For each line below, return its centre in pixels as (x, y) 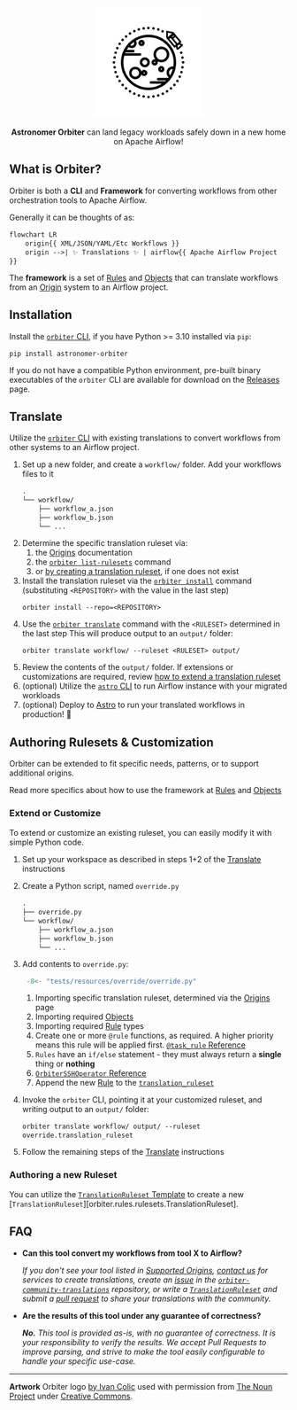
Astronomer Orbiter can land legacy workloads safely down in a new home (148, 132)
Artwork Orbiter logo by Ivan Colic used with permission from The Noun (141, 1386)
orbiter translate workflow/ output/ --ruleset (111, 1127)
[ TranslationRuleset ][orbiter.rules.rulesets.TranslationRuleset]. (124, 1204)
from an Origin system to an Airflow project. (89, 287)
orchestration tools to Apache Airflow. (78, 200)
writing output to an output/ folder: (85, 1110)
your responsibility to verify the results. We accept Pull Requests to (144, 1342)
